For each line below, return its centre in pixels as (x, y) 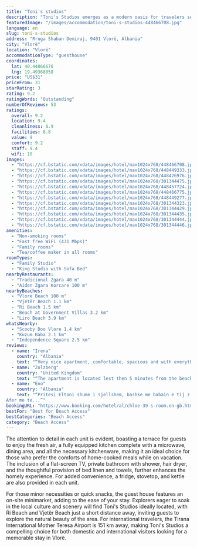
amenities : (19, 230)
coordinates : (22, 61)
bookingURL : (21, 406)
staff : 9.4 (25, 148)
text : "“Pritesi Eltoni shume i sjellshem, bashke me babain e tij (101, 395)
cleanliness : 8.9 (33, 127)
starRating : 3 (23, 88)
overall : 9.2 (27, 115)
